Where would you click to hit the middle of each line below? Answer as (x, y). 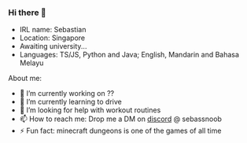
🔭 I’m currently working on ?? (67, 93)
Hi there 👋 (28, 13)
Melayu (31, 63)
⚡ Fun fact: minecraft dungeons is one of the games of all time (120, 131)
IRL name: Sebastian (53, 30)
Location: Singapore (52, 38)
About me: (25, 79)
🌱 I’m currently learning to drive (70, 102)
